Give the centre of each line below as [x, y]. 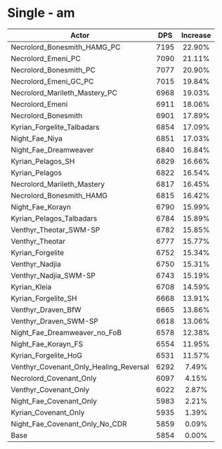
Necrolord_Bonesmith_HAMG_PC [66, 47]
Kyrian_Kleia [31, 287]
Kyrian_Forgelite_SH [44, 298]
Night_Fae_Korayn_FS [47, 344]
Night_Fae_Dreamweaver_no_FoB [66, 332]
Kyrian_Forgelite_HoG [47, 355]
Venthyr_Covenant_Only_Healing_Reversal [80, 367]
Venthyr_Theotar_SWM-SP [55, 230]
